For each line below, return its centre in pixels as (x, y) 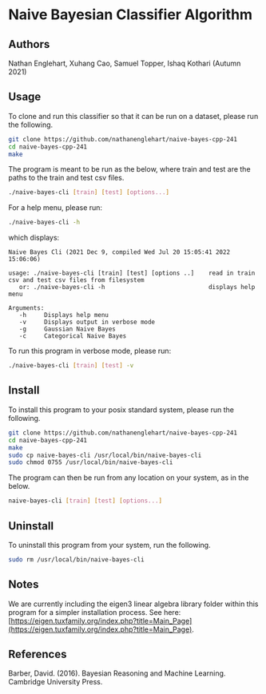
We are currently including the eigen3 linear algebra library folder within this (133, 604)
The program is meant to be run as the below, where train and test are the (129, 169)
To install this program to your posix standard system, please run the (121, 410)
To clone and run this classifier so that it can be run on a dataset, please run (133, 116)
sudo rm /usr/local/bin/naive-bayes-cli (77, 559)
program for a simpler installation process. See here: (95, 612)
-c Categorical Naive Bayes (73, 336)
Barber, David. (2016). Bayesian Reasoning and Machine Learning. (117, 673)
